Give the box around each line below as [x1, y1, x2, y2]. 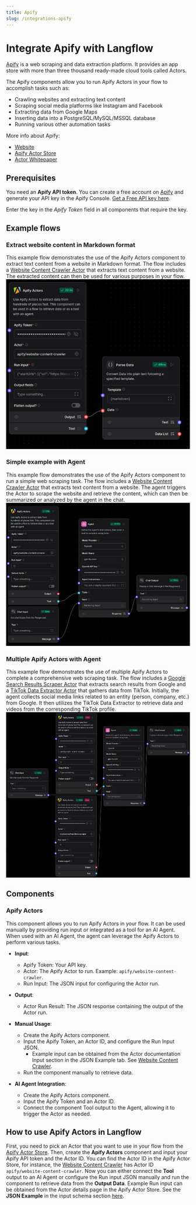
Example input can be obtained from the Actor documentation [32, 1050, 181, 1057]
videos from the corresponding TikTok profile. [6, 706, 117, 713]
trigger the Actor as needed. [23, 1110, 92, 1117]
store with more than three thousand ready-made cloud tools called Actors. [6, 67, 187, 74]
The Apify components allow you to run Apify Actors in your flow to [6, 78, 168, 85]
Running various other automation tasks [14, 121, 111, 128]
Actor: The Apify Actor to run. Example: [23, 967, 118, 974]
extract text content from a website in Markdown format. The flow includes [6, 260, 186, 267]
